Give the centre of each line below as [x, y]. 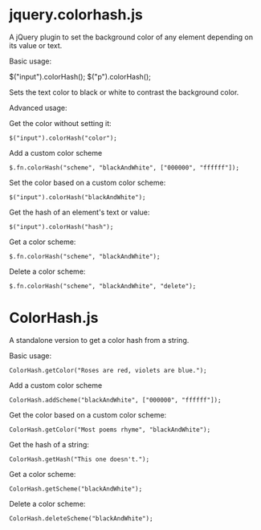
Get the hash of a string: [49, 444]
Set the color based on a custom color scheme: [88, 182]
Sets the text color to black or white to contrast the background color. [124, 92]
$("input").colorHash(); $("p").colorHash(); [80, 76]
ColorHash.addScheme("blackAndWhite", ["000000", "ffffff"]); [115, 400]
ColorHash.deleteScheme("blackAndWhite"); [81, 518]
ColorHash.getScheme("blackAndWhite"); [76, 489]
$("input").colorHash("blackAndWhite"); [78, 197]
